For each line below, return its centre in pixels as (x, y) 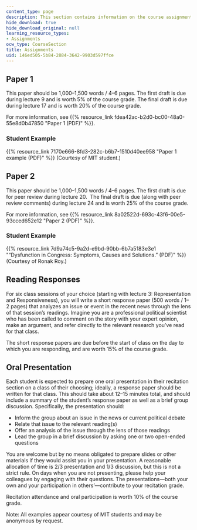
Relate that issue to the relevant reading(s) (66, 424)
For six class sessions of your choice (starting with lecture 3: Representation (98, 294)
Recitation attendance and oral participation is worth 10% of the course (92, 497)
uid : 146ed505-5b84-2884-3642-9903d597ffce (60, 55)
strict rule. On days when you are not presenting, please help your (86, 473)
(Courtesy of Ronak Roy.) (37, 261)
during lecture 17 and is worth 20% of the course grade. (74, 106)
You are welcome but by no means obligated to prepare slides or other (91, 454)
